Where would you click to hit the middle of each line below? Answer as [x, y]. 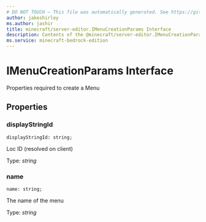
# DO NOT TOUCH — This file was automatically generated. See [87, 12]
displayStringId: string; [39, 137]
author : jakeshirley [33, 18]
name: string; [25, 189]
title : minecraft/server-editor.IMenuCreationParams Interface [89, 29]
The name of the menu [35, 201]
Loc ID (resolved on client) [40, 148]
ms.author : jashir [30, 23]
